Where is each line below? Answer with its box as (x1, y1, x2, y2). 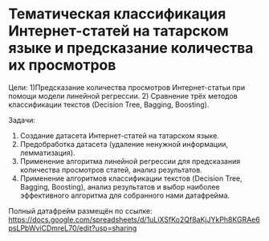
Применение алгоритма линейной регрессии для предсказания (19, 156, 241, 165)
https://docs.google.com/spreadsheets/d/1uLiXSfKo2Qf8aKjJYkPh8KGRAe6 (8, 214, 261, 224)
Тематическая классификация (8, 5, 226, 23)
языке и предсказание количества (8, 39, 254, 57)
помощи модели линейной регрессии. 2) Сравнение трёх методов (8, 91, 238, 100)
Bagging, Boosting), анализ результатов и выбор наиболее (19, 182, 220, 191)
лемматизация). (19, 148, 75, 157)
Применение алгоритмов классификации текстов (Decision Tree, (19, 174, 243, 183)
